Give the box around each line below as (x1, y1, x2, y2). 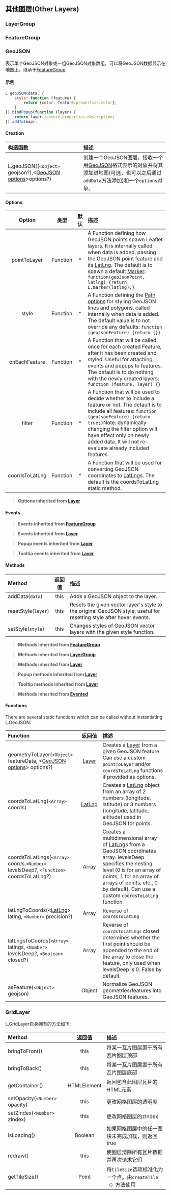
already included (109, 444, 149, 452)
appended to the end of (102, 947, 159, 954)
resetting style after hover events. (69, 614, 150, 621)
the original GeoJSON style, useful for (69, 607, 160, 614)
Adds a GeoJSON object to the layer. (69, 592, 158, 600)
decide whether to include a (88, 395, 154, 402)
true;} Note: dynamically (88, 419, 147, 426)
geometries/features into (102, 987, 162, 994)
